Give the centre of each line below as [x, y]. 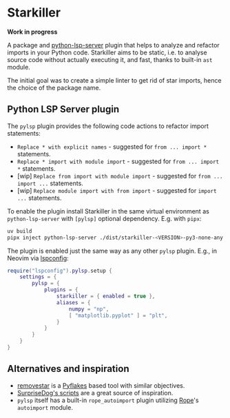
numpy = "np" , [89, 309]
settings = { [38, 277]
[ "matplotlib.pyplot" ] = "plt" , [118, 315]
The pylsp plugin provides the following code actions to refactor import [108, 126]
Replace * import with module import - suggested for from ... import [118, 161]
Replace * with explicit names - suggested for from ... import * [112, 147]
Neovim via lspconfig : [38, 258]
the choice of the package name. [54, 87]
